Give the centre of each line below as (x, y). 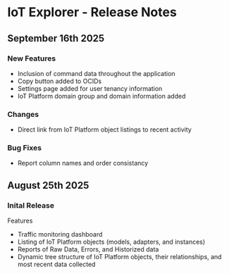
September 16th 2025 (56, 38)
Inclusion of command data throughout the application (96, 73)
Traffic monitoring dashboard (60, 235)
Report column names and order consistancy (83, 163)
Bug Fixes (25, 148)
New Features (32, 58)
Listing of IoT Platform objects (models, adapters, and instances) (111, 242)
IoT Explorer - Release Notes (92, 12)
